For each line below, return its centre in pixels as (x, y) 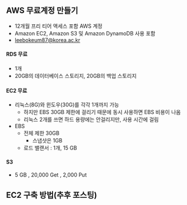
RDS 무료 (17, 54)
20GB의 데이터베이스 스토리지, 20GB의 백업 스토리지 (76, 76)
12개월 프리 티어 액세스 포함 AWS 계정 (58, 26)
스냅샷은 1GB (47, 141)
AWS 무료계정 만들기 (42, 11)
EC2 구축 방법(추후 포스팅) (52, 195)
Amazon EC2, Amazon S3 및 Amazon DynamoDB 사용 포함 (85, 33)
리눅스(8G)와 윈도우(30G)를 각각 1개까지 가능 (67, 105)
